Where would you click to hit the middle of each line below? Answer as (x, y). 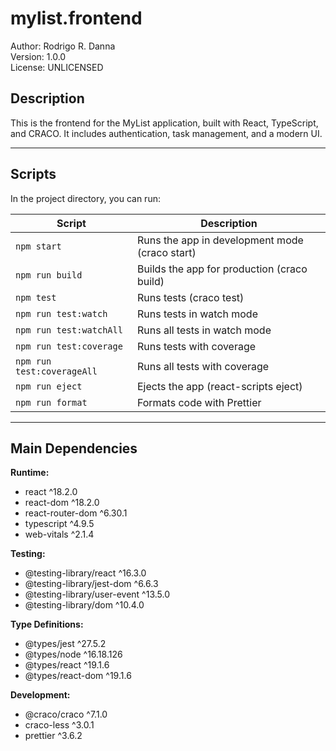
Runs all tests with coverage (203, 366)
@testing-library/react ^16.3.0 (85, 573)
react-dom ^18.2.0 (62, 503)
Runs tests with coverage (196, 346)
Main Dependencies (74, 448)
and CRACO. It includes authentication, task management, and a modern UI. (166, 133)
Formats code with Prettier (199, 402)
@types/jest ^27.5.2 (65, 644)
